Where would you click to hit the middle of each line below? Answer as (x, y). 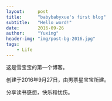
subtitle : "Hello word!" (39, 22)
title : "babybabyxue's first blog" (56, 17)
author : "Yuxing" (33, 33)
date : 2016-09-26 (35, 28)
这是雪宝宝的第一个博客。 (37, 67)
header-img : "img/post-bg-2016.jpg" (51, 39)
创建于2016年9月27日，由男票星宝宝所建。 (58, 79)
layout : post (27, 11)
